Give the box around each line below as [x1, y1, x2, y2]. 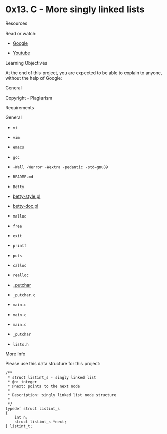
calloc [12, 263, 27, 268]
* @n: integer [7, 379, 37, 384]
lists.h [12, 342, 29, 347]
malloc [12, 213, 27, 219]
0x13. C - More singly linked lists [5, 4, 145, 15]
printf [12, 243, 27, 249]
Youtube [12, 50, 30, 56]
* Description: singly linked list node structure [7, 392, 116, 397]
